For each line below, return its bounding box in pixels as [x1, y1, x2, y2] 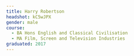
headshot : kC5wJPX [6, 14, 51, 20]
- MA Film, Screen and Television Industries [11, 36, 126, 41]
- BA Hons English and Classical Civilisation [11, 30, 128, 36]
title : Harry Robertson [6, 8, 65, 15]
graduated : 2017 [6, 41, 46, 47]
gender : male [6, 19, 38, 25]
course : [6, 24, 25, 31]
